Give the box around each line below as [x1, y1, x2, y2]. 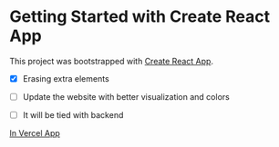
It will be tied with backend [22, 110, 124, 121]
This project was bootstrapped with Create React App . [9, 55, 214, 66]
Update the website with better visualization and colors [22, 92, 230, 102]
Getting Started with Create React [9, 6, 271, 27]
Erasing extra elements [22, 73, 109, 83]
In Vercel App [9, 128, 61, 139]
